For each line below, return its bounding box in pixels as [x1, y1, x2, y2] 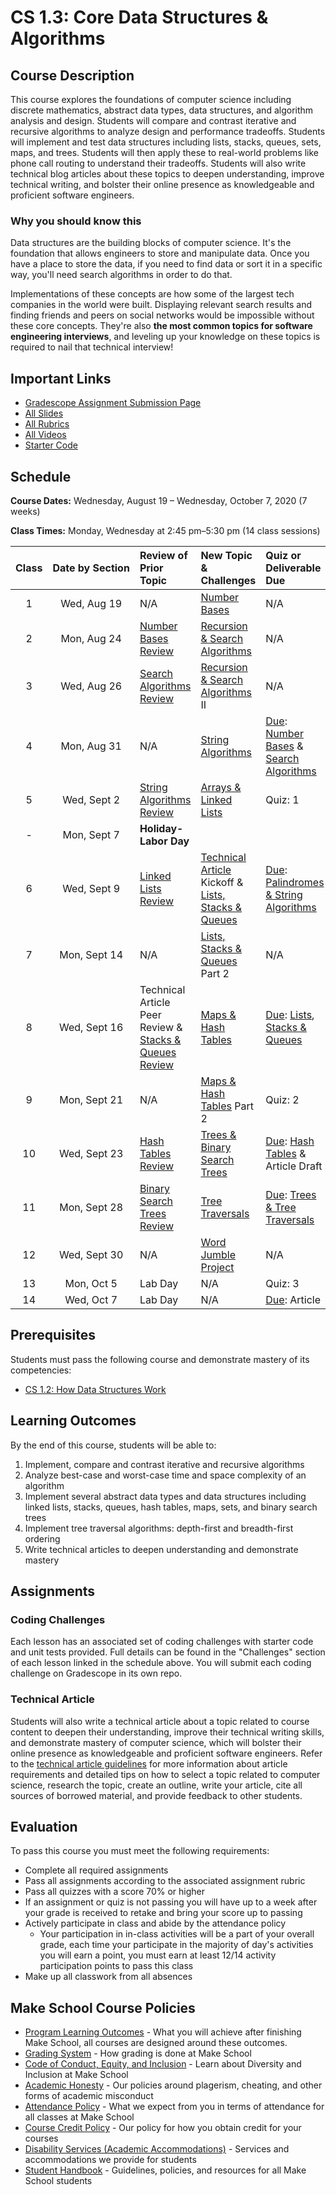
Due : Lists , [265, 1007, 315, 1021]
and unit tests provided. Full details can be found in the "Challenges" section [10, 1646, 326, 1658]
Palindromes [265, 875, 325, 889]
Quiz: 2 [265, 1092, 300, 1106]
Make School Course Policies [10, 1999, 196, 2016]
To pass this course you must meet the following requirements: [10, 1845, 270, 1857]
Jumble [200, 1247, 237, 1261]
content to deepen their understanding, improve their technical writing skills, [10, 1726, 325, 1738]
